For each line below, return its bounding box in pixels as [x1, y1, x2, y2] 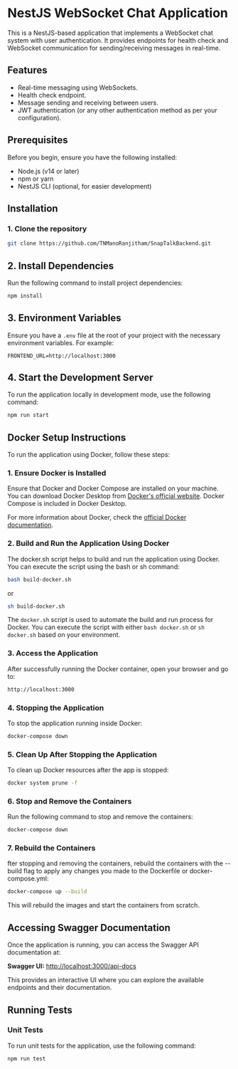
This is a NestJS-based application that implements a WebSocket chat [7, 28, 213, 37]
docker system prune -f [7, 779, 78, 787]
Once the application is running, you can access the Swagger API [7, 941, 199, 949]
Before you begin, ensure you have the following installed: [7, 153, 178, 162]
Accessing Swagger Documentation [7, 922, 171, 934]
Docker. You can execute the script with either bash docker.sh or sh [7, 623, 205, 631]
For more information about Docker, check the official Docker [7, 513, 187, 522]
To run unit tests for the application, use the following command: [7, 1041, 197, 1050]
